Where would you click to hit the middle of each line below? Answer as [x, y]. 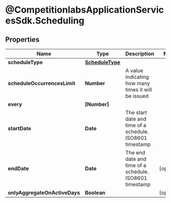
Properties [22, 39]
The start [136, 112]
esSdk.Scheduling [45, 21]
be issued [137, 96]
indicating [137, 77]
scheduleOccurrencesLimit [41, 83]
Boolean [95, 193]
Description [140, 54]
